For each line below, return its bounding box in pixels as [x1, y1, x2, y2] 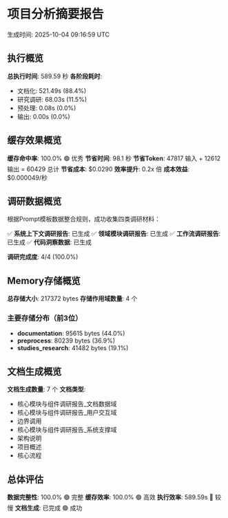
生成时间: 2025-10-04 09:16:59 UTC [7, 30, 110, 39]
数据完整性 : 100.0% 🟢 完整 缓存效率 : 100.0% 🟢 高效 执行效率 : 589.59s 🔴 [7, 493, 214, 501]
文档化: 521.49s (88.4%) [17, 87, 87, 95]
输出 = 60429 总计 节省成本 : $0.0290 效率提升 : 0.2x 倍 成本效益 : [7, 164, 190, 173]
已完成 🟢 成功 [42, 504, 83, 512]
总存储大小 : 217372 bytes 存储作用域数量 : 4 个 [7, 294, 138, 303]
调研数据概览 [7, 195, 62, 207]
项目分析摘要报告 [7, 6, 105, 22]
